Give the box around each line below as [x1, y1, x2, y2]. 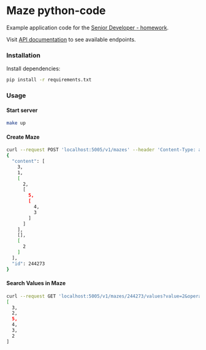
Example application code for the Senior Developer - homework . [6, 24, 169, 31]
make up [6, 120, 26, 126]
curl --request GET [6, 293, 56, 299]
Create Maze [6, 133, 40, 141]
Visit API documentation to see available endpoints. [6, 35, 136, 43]
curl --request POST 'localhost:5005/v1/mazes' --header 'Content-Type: [6, 147, 196, 153]
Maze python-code [6, 4, 106, 18]
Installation [6, 51, 41, 59]
